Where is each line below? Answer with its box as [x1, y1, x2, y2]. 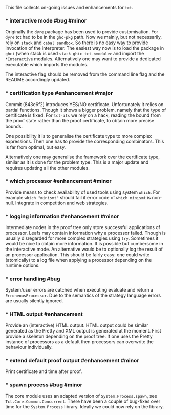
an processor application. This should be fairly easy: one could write [5, 252, 150, 258]
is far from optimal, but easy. [5, 143, 66, 150]
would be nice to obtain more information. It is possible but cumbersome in [5, 241, 164, 247]
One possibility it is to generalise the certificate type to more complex [5, 133, 152, 139]
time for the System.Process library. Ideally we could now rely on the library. [5, 404, 164, 410]
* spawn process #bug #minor [5, 381, 83, 388]
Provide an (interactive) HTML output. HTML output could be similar [5, 322, 148, 328]
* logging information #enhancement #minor [5, 213, 119, 220]
